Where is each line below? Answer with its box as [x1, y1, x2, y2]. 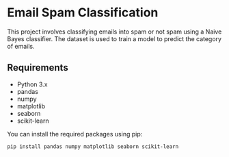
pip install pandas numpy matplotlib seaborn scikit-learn [7, 143, 179, 150]
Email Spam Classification [7, 5, 159, 21]
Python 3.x [16, 80, 48, 88]
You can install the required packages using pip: [7, 130, 143, 138]
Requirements [7, 62, 68, 73]
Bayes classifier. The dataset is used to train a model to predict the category [7, 34, 222, 43]
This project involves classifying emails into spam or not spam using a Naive [7, 27, 222, 36]
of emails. [7, 42, 36, 50]
